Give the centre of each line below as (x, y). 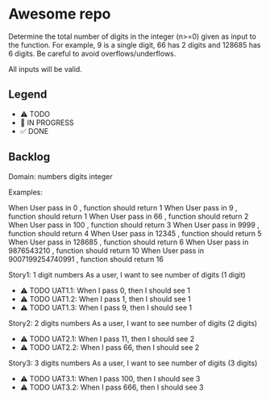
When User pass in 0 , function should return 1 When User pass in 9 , (123, 207)
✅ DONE (34, 131)
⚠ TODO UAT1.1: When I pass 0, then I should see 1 (105, 290)
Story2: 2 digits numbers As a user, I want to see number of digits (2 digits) (133, 323)
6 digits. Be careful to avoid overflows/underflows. (92, 53)
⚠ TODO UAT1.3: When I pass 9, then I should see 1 (106, 307)
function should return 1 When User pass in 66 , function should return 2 (129, 216)
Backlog (29, 157)
